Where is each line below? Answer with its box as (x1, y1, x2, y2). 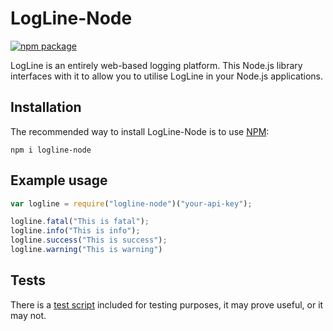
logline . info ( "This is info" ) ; (10, 226, 141, 236)
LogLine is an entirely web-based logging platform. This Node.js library (10, 59, 303, 71)
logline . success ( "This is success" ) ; (10, 235, 168, 246)
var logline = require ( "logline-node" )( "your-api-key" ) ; (10, 198, 253, 209)
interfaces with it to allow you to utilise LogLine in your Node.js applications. (10, 70, 323, 82)
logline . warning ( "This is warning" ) (10, 245, 163, 255)
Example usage (10, 172, 108, 189)
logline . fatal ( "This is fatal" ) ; (10, 217, 150, 227)
